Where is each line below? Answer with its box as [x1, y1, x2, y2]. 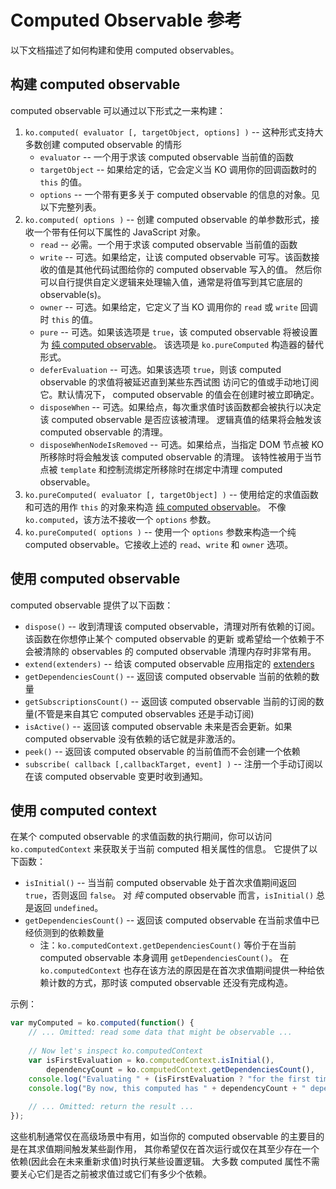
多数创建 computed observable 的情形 [24, 138, 183, 150]
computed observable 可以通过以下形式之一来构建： [10, 104, 227, 116]
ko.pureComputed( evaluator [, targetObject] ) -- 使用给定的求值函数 [24, 488, 319, 500]
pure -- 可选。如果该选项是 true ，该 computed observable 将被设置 [39, 326, 318, 338]
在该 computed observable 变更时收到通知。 [24, 770, 209, 782]
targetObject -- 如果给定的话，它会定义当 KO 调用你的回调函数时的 [39, 163, 317, 175]
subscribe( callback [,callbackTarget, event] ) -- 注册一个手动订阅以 [24, 757, 323, 770]
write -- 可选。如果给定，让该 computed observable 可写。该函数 [39, 251, 312, 263]
